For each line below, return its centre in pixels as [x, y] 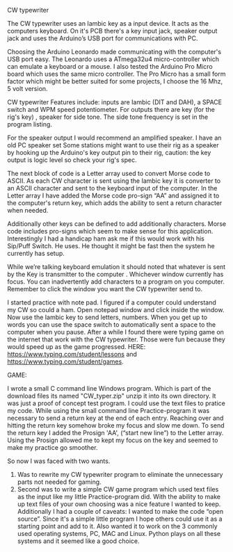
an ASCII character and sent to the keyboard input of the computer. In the [112, 188]
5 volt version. [27, 89]
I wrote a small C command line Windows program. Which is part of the [109, 388]
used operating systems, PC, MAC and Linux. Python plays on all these [119, 534]
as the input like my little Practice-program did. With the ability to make [119, 497]
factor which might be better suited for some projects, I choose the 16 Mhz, [115, 81]
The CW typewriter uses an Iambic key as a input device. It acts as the [108, 23]
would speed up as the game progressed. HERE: [77, 347]
